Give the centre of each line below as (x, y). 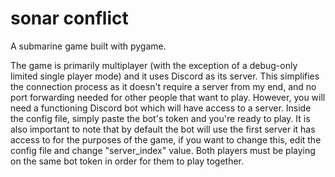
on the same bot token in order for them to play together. (127, 161)
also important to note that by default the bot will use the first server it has (163, 129)
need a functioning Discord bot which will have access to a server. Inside (161, 108)
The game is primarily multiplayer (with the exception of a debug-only (154, 65)
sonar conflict (69, 18)
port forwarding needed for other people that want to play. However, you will (168, 97)
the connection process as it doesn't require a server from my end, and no (163, 86)
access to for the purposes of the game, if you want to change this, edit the (166, 139)
